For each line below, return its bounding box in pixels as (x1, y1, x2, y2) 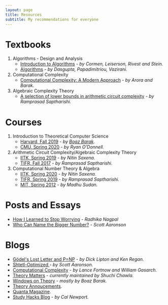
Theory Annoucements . (12, 283, 62, 289)
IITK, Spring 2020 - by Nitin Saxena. (20, 171, 96, 177)
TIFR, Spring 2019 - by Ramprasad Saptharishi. (20, 176, 119, 183)
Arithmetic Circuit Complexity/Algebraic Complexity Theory (12, 149, 137, 155)
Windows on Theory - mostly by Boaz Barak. (12, 278, 107, 284)
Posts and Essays (5, 199, 81, 211)
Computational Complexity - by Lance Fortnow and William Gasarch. (12, 267, 157, 273)
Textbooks (5, 39, 51, 50)
